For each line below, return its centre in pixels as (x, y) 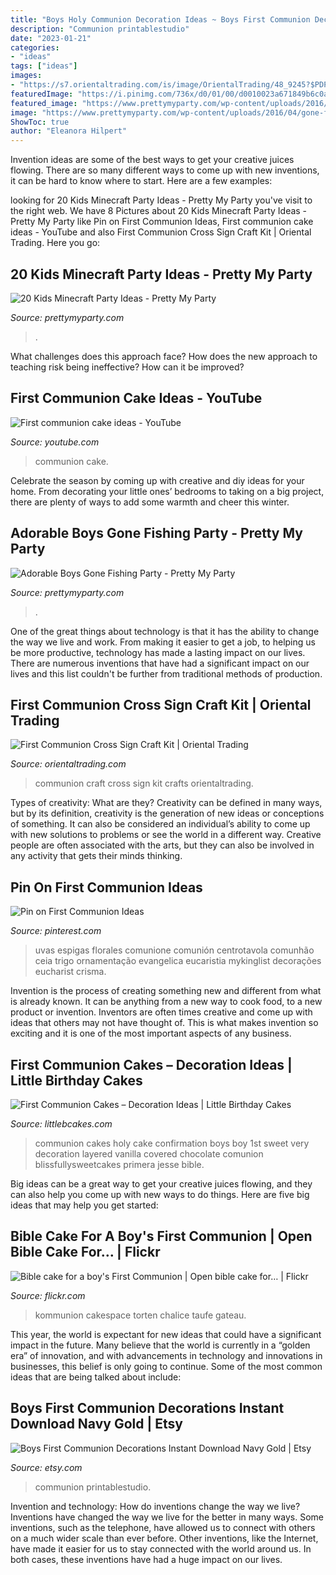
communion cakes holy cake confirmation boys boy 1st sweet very (172, 1143)
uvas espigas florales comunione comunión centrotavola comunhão (174, 950)
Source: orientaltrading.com (68, 764)
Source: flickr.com (48, 1295)
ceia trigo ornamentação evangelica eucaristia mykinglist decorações (178, 961)
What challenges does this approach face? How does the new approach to (164, 356)
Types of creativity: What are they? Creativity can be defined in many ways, (166, 803)
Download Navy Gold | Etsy (96, 1424)
